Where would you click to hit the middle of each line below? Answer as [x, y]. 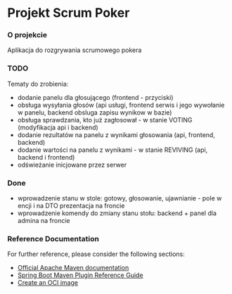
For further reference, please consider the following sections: [96, 254]
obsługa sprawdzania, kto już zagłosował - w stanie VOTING [105, 120]
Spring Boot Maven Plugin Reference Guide [80, 275]
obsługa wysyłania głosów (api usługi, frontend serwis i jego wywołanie [121, 105]
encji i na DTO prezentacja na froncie [71, 206]
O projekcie [27, 35]
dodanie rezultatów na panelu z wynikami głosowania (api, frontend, [116, 134]
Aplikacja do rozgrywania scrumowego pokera [75, 50]
